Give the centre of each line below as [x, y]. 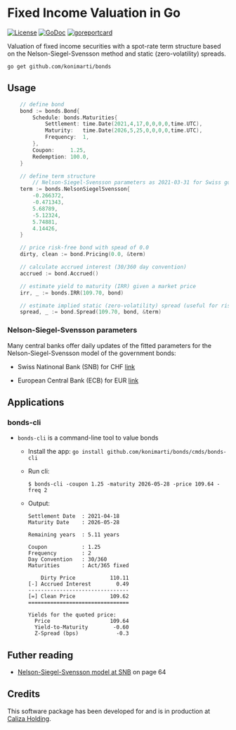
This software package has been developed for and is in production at [109, 711]
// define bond [42, 104]
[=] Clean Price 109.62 [78, 597]
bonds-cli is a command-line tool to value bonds [88, 438]
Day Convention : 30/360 [67, 559]
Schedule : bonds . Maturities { [75, 118]
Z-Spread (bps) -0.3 [81, 633]
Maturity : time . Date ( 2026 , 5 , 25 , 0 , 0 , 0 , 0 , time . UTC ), [124, 131]
